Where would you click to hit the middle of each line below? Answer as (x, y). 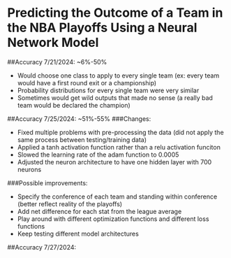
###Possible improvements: (47, 182)
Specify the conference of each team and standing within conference (117, 196)
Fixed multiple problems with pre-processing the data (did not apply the (121, 132)
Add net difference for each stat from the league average (99, 211)
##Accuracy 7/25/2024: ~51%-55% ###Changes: (79, 119)
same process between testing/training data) (82, 139)
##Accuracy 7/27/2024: (42, 247)
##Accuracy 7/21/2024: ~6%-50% (57, 62)
